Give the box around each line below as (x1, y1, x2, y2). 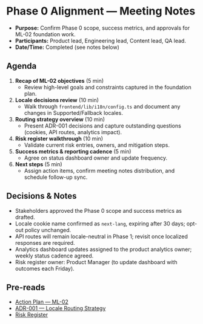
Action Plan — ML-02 (15, 298, 68, 306)
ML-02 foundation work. (15, 30, 76, 37)
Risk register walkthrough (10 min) (15, 135, 104, 142)
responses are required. (15, 239, 75, 246)
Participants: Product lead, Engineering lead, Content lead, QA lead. (15, 37, 187, 44)
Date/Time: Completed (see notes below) (15, 44, 119, 51)
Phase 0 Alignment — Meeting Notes (6, 4, 196, 18)
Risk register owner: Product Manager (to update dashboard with (15, 258, 178, 265)
